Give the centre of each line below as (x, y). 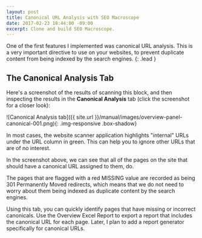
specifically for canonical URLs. (46, 228)
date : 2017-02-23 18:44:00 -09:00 (50, 23)
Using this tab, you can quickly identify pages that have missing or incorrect (101, 209)
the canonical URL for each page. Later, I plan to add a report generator (95, 222)
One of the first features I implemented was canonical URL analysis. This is (99, 46)
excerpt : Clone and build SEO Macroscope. (60, 29)
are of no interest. (28, 148)
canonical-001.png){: (33, 124)
